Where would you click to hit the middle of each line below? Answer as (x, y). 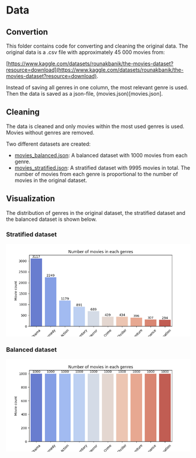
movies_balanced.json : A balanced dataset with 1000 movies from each (101, 155)
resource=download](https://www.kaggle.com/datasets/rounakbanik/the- (95, 70)
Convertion (27, 32)
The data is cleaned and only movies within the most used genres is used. (95, 126)
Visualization (31, 199)
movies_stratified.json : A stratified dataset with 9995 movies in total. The (102, 167)
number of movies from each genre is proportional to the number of (96, 174)
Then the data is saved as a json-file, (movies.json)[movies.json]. (85, 94)
